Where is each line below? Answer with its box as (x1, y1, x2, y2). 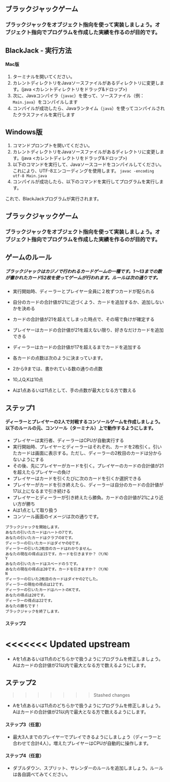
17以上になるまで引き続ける (12, 488, 71, 494)
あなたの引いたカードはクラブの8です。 (5, 535, 76, 540)
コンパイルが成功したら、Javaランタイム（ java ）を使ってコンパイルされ (12, 105, 165, 111)
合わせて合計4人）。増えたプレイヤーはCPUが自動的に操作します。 (12, 740, 151, 746)
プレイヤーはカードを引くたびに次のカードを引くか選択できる (12, 475, 142, 481)
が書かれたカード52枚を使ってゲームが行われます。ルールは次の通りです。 (5, 275, 161, 281)
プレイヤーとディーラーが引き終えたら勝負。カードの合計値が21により (12, 494, 159, 500)
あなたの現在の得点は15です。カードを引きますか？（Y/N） (5, 551, 111, 557)
